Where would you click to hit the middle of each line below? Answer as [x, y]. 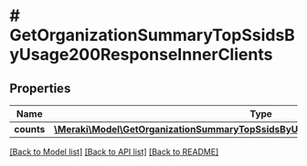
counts [30, 129]
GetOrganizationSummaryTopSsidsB [152, 35]
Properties [40, 88]
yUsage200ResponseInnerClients [141, 55]
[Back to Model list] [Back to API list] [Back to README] [114, 152]
